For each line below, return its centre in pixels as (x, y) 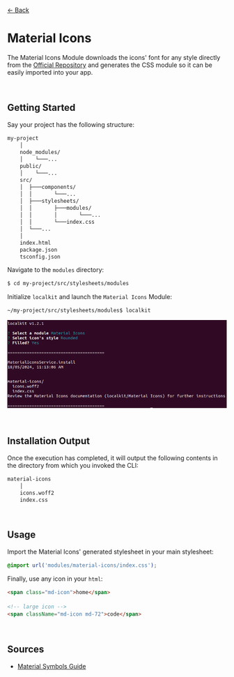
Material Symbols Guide (52, 666)
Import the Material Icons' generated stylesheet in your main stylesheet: (110, 552)
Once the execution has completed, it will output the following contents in (112, 458)
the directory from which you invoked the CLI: (73, 465)
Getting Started (41, 108)
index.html (36, 243)
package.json (39, 250)
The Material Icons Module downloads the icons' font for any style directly (114, 57)
